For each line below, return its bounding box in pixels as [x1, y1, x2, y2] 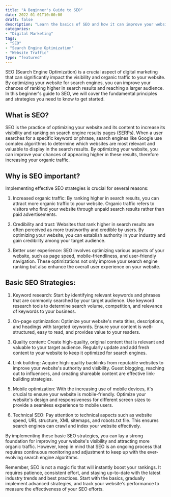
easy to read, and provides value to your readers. [37, 329, 140, 335]
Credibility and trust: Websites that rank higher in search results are [12, 221, 154, 227]
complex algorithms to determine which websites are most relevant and [5, 141, 155, 147]
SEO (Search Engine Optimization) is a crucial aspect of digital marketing [5, 69, 158, 75]
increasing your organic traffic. [5, 157, 70, 163]
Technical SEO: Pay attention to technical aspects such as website [12, 412, 152, 418]
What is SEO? [5, 111, 49, 119]
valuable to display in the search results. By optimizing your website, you [5, 146, 158, 152]
